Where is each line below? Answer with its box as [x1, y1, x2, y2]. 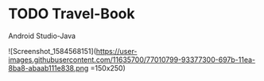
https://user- [95, 46, 138, 56]
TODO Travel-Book [8, 5, 135, 23]
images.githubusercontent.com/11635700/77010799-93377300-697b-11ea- [8, 55, 256, 64]
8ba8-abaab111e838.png [8, 63, 89, 72]
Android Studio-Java [8, 31, 76, 40]
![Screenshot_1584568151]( [8, 46, 97, 56]
